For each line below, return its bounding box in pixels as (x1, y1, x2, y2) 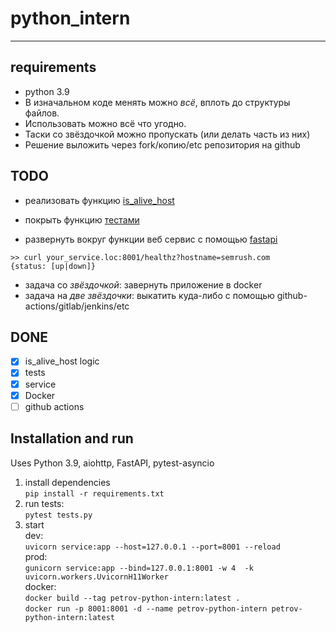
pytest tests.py (24, 510, 93, 520)
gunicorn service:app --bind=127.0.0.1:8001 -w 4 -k (24, 563, 254, 573)
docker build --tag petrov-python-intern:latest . (24, 593, 241, 603)
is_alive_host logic (24, 355, 100, 367)
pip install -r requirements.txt (24, 488, 165, 499)
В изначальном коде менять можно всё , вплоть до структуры (24, 96, 291, 108)
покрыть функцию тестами (24, 213, 140, 226)
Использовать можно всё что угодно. (24, 117, 187, 129)
